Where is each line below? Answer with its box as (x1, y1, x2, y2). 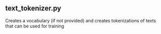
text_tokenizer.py (5, 4, 62, 13)
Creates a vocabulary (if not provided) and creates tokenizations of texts (5, 17, 156, 23)
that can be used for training (5, 23, 65, 29)
